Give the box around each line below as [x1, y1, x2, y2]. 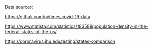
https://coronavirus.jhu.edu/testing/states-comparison [5, 38, 116, 44]
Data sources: [5, 4, 33, 10]
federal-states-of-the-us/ [5, 29, 57, 34]
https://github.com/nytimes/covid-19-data [5, 14, 91, 19]
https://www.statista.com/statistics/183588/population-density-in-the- [5, 23, 148, 29]
